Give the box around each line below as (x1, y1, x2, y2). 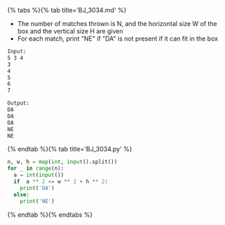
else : (13, 191, 30, 198)
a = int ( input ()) (13, 172, 64, 179)
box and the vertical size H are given (17, 27, 123, 35)
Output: (7, 100, 30, 107)
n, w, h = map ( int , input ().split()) (7, 158, 118, 165)
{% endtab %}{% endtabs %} (7, 210, 93, 219)
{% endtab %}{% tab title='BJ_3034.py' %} (7, 145, 132, 154)
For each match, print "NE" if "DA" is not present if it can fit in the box (17, 34, 219, 43)
